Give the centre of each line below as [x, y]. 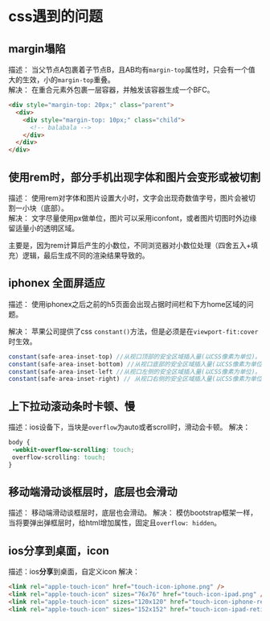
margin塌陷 [37, 49]
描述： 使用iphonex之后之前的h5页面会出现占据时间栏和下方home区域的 [128, 304]
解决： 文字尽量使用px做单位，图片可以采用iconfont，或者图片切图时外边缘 [133, 217]
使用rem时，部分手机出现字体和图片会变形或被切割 [135, 177]
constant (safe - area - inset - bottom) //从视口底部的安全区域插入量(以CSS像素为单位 [135, 364]
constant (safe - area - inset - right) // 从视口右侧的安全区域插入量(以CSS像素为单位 [135, 379]
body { [19, 443]
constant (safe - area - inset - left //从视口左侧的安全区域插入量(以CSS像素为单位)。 [135, 371]
